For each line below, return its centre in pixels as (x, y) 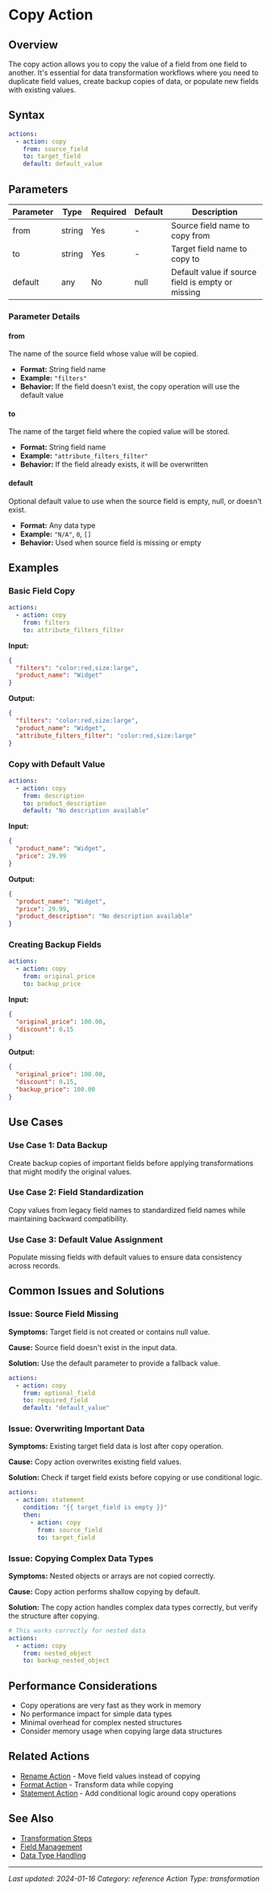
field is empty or (202, 282)
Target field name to (209, 249)
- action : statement (50, 1500)
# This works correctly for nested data (77, 1631)
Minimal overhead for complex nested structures (101, 1723)
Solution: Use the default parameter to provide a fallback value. (114, 1363)
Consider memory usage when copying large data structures (121, 1731)
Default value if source (214, 272)
